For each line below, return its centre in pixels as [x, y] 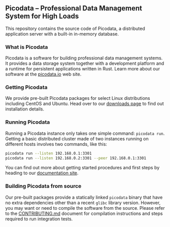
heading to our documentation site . [42, 173]
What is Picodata [27, 47]
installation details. [25, 109]
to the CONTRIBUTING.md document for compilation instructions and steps [84, 213]
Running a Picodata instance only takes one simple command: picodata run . [85, 133]
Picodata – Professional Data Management [74, 8]
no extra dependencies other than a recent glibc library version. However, [83, 203]
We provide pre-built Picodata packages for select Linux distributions [78, 98]
